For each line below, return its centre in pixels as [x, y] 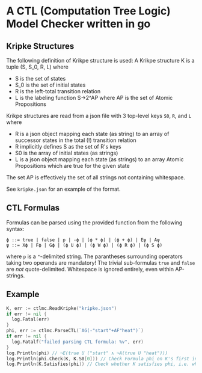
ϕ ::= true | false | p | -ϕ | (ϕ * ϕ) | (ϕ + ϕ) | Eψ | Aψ [83, 240]
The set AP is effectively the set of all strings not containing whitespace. [96, 177]
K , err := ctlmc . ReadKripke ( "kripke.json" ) [62, 308]
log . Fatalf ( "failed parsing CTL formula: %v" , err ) [78, 342]
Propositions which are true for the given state [72, 166]
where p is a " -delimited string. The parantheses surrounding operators [95, 256]
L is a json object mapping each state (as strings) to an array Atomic [99, 159]
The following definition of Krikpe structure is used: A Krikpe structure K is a [100, 60]
